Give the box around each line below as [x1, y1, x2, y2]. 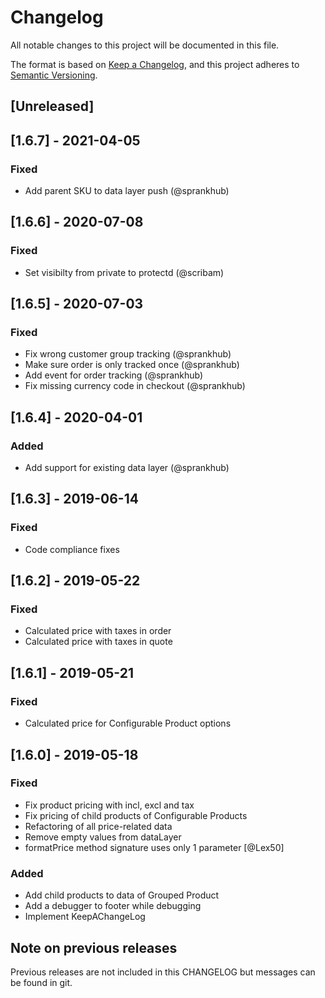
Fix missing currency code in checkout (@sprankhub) [24, 380, 246, 392]
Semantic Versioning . [10, 69, 98, 81]
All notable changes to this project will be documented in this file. [10, 39, 280, 51]
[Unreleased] [10, 98, 95, 115]
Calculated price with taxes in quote [24, 636, 173, 648]
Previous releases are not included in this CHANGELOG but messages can [10, 966, 316, 978]
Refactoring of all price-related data [24, 820, 173, 832]
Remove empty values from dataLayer [24, 831, 182, 843]
